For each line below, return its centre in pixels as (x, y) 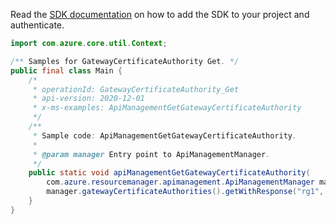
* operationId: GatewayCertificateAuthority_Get (136, 89)
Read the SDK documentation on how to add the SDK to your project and (160, 14)
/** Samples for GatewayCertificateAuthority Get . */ (125, 61)
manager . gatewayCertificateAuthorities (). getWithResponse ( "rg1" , (185, 192)
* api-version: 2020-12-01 (88, 99)
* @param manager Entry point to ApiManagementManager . (151, 154)
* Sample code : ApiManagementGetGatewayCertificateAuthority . (165, 135)
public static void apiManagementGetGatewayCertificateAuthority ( (169, 173)
